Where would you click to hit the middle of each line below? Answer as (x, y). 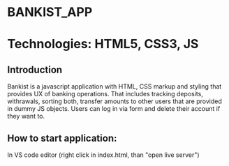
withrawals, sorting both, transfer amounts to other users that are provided (114, 101)
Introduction (35, 69)
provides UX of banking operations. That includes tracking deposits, (105, 94)
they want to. (26, 116)
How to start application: (62, 138)
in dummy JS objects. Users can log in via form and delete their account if (114, 109)
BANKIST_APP (50, 12)
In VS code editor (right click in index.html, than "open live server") (104, 155)
